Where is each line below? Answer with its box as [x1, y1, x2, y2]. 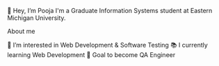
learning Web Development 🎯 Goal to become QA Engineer [7, 51, 176, 58]
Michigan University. [7, 14, 66, 22]
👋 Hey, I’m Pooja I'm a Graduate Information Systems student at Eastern [7, 7, 213, 14]
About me [7, 27, 35, 35]
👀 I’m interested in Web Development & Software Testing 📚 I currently [7, 41, 209, 49]
